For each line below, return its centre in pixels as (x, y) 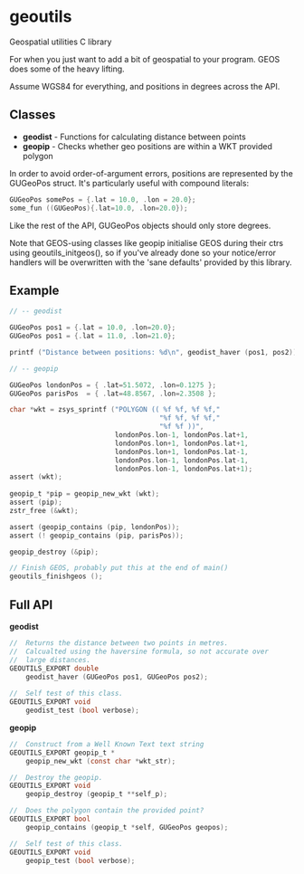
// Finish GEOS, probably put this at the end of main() (119, 568)
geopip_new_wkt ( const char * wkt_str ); (101, 761)
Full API (31, 605)
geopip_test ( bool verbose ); (81, 860)
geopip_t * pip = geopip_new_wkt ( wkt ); (85, 494)
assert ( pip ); (36, 503)
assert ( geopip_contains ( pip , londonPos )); (95, 527)
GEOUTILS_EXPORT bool (50, 819)
